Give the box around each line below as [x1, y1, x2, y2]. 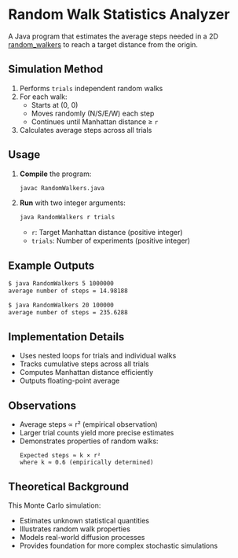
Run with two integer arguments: [19, 198, 126, 207]
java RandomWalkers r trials [19, 214, 115, 222]
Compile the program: [19, 169, 92, 178]
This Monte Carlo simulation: [8, 501, 101, 510]
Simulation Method [8, 63, 104, 76]
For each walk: [19, 92, 68, 101]
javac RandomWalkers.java [19, 184, 104, 192]
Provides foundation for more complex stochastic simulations [19, 541, 218, 551]
